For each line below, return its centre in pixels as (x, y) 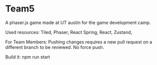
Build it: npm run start (28, 57)
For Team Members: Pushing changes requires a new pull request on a (79, 42)
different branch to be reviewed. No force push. (55, 47)
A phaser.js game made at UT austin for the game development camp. (78, 22)
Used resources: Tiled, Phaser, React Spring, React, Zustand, (69, 32)
